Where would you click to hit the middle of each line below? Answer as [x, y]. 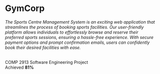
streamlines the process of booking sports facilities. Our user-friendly [74, 27]
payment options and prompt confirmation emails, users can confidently [77, 42]
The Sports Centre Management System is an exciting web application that [80, 22]
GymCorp [25, 8]
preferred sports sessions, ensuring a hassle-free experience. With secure [79, 37]
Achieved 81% [19, 67]
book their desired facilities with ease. [43, 47]
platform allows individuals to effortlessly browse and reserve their [72, 32]
